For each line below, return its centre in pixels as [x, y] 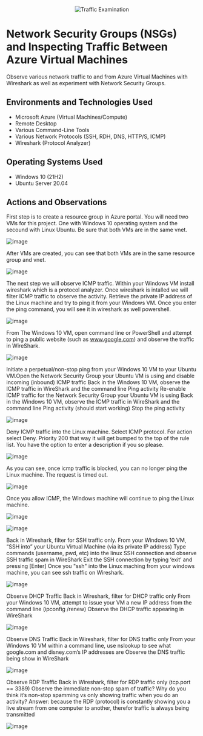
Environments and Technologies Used [80, 103]
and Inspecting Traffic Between [87, 47]
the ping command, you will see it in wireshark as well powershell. [89, 309]
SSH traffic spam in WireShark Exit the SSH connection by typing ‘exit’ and [99, 559]
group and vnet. [26, 260]
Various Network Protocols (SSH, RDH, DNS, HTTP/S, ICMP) [90, 136]
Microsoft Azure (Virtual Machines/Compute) [71, 117]
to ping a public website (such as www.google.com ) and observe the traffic [100, 339]
